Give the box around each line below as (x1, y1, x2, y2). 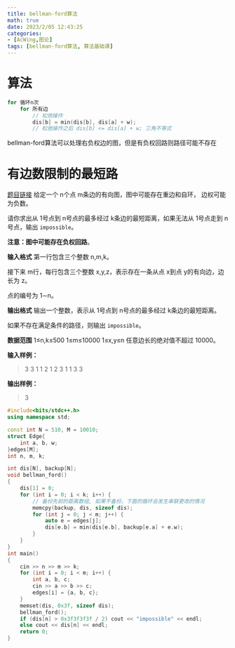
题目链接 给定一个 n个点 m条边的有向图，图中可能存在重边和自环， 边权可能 (7, 190, 227, 199)
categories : (7, 29, 42, 37)
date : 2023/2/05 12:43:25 (7, 23, 83, 30)
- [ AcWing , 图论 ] (7, 37, 53, 44)
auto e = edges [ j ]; (44, 517, 102, 524)
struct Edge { (7, 432, 46, 439)
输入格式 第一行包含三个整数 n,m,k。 (7, 253, 114, 261)
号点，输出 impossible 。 (7, 223, 78, 232)
